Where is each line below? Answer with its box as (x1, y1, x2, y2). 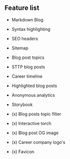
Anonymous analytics (11, 92, 55, 98)
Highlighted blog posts (11, 83, 57, 88)
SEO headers (11, 35, 38, 41)
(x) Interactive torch (11, 120, 52, 126)
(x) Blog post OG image (11, 130, 59, 136)
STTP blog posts (11, 64, 45, 70)
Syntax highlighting (11, 26, 51, 32)
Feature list (4, 4, 39, 12)
